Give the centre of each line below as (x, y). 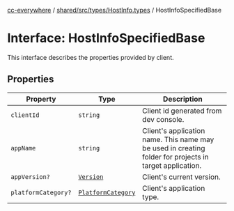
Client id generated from (182, 111)
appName (23, 148)
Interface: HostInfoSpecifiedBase (106, 38)
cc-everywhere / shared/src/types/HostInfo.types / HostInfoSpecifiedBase (114, 10)
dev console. (163, 119)
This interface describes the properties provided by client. (91, 57)
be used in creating (174, 148)
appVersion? (31, 177)
